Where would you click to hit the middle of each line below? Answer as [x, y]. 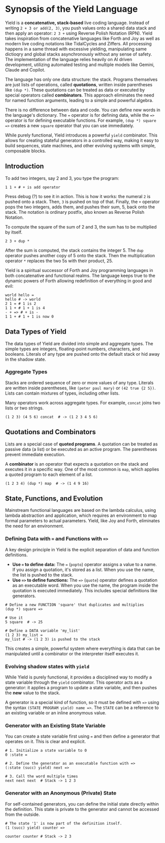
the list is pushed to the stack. [43, 574]
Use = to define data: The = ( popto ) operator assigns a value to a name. [84, 564]
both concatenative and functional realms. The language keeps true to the [80, 275]
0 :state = [16, 755]
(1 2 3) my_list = [24, 635]
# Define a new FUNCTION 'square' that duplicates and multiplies [75, 605]
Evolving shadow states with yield [47, 666]
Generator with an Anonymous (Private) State [61, 793]
